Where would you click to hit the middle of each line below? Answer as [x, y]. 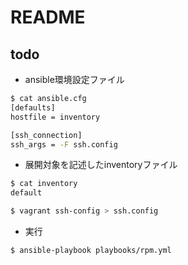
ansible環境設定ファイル [74, 79]
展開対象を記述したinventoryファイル [101, 165]
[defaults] [33, 107]
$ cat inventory [44, 184]
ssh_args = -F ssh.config [64, 144]
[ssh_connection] [46, 135]
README [48, 17]
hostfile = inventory [55, 117]
